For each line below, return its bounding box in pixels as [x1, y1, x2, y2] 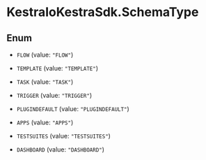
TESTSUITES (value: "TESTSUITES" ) [16, 132, 111, 140]
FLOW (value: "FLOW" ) [16, 50, 74, 59]
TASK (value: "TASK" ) [16, 78, 74, 86]
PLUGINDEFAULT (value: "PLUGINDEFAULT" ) [16, 105, 129, 112]
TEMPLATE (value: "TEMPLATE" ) [16, 64, 99, 72]
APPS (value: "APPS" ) [16, 118, 74, 126]
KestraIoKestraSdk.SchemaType [6, 4, 199, 20]
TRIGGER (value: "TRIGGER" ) [16, 92, 92, 99]
